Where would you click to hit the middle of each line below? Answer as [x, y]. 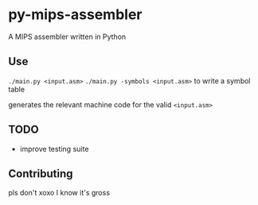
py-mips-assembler [75, 15]
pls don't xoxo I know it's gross [59, 193]
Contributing [41, 174]
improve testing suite [54, 149]
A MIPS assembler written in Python [67, 37]
